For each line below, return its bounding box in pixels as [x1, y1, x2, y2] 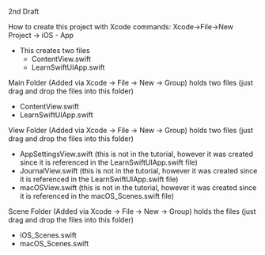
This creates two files [19, 46, 90, 55]
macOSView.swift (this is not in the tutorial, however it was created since [19, 183, 257, 192]
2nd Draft [8, 7, 40, 16]
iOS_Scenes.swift [19, 230, 77, 240]
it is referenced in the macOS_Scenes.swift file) [19, 192, 174, 200]
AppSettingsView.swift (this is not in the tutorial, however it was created [19, 150, 254, 158]
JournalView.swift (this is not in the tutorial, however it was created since [19, 166, 258, 175]
